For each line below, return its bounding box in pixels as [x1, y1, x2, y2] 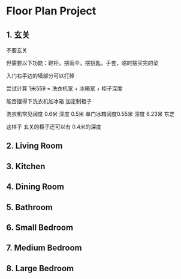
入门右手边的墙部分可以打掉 [6, 72, 75, 79]
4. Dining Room [6, 182, 65, 192]
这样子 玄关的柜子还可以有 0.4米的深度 [6, 123, 102, 130]
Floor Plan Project [6, 4, 96, 18]
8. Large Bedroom [6, 263, 74, 274]
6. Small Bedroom [6, 222, 74, 232]
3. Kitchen [6, 161, 46, 172]
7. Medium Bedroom [6, 243, 82, 253]
